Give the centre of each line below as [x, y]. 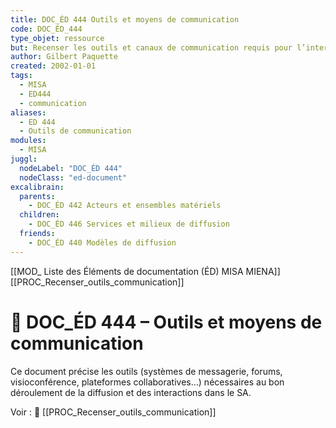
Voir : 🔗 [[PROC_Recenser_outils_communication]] [113, 412]
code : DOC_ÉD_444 [46, 29]
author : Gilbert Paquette [64, 57]
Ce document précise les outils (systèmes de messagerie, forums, [146, 371]
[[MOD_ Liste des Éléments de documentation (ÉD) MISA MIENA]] [145, 271]
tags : [21, 76]
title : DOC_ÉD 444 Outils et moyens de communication [125, 19]
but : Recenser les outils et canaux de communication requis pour [151, 47]
